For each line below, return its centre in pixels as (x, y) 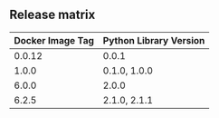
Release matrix (52, 15)
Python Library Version (154, 40)
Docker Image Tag (54, 40)
